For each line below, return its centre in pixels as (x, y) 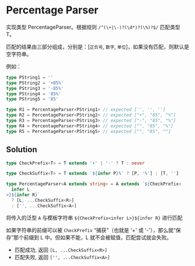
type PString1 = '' (30, 77)
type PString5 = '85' (32, 99)
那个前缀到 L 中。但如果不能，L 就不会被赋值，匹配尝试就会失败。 (93, 237)
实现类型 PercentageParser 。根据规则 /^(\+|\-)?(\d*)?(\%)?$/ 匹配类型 (93, 27)
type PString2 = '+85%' (35, 83)
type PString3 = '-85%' (35, 88)
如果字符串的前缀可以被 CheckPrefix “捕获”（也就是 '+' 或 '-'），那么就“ (91, 230)
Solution (22, 150)
